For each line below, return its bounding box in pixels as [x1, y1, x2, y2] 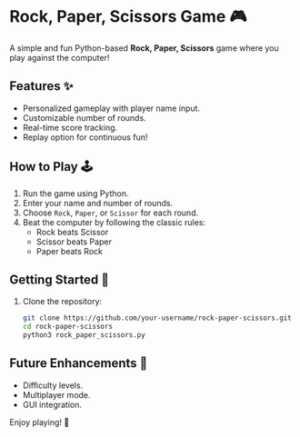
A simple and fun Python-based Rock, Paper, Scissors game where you [9, 42, 279, 54]
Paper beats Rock [35, 245, 103, 256]
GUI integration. [22, 399, 83, 410]
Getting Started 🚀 [9, 272, 110, 287]
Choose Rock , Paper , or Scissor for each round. [22, 207, 198, 218]
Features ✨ [9, 78, 74, 94]
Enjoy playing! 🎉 [9, 416, 70, 427]
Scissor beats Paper [35, 236, 112, 247]
